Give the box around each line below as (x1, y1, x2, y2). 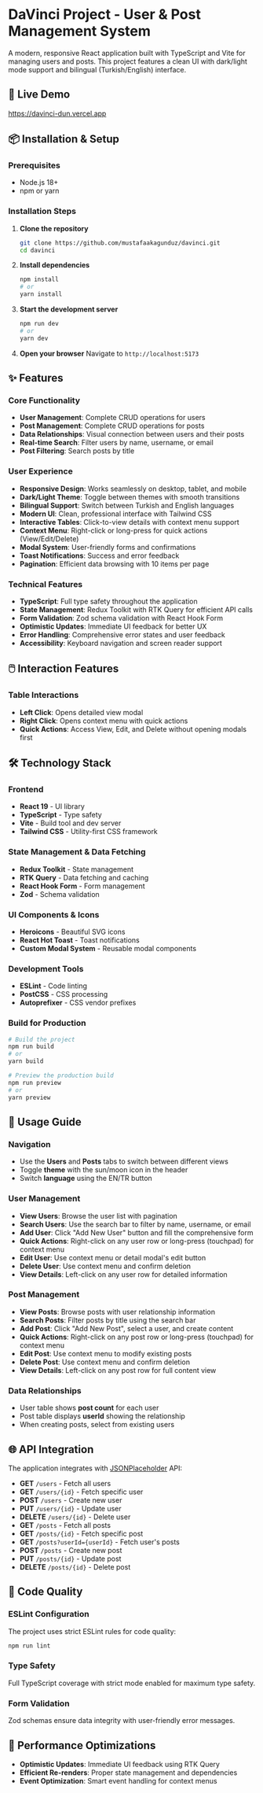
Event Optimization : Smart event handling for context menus (19, 1776, 217, 1785)
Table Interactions (8, 690, 79, 701)
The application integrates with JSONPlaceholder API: (8, 1463, 183, 1473)
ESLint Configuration (8, 1609, 89, 1620)
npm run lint (8, 1642, 51, 1650)
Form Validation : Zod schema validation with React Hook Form (19, 614, 224, 623)
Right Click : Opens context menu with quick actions (19, 716, 188, 725)
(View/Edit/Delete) (19, 533, 79, 544)
